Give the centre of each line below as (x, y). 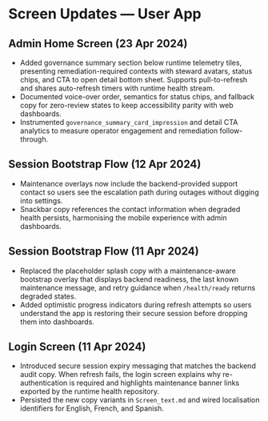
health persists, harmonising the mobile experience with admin (123, 218)
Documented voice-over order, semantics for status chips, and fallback (137, 96)
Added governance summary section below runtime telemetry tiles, (131, 62)
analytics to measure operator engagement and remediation (119, 130)
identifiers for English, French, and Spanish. (92, 408)
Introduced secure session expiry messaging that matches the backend (138, 366)
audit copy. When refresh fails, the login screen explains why (120, 375)
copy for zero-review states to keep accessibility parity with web (126, 105)
